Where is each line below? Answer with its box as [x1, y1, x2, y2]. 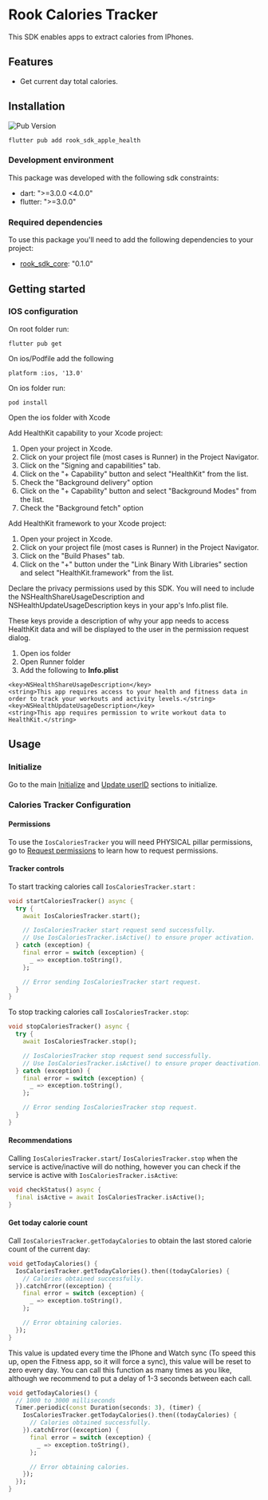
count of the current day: [8, 1244, 90, 1254]
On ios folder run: [8, 383, 66, 392]
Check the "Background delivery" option [19, 477, 153, 487]
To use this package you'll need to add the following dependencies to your [8, 235, 254, 245]
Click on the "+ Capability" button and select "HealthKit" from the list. [19, 469, 249, 479]
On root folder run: [8, 324, 69, 333]
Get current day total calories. [19, 76, 118, 86]
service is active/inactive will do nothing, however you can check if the [8, 1162, 241, 1172]
